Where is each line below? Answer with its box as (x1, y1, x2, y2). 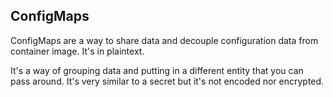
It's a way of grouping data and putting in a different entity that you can (10, 64, 304, 76)
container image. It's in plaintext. (10, 45, 145, 57)
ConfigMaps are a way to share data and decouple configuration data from (10, 34, 319, 46)
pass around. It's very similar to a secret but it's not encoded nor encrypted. (10, 75, 325, 87)
